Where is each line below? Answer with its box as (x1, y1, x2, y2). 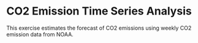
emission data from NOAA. (6, 30, 74, 38)
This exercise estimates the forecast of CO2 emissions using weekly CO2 (6, 24, 192, 31)
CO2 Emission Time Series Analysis (6, 4, 192, 18)
